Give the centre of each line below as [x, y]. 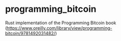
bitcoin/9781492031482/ [30, 33]
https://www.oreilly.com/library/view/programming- [60, 28]
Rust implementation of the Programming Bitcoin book [61, 23]
